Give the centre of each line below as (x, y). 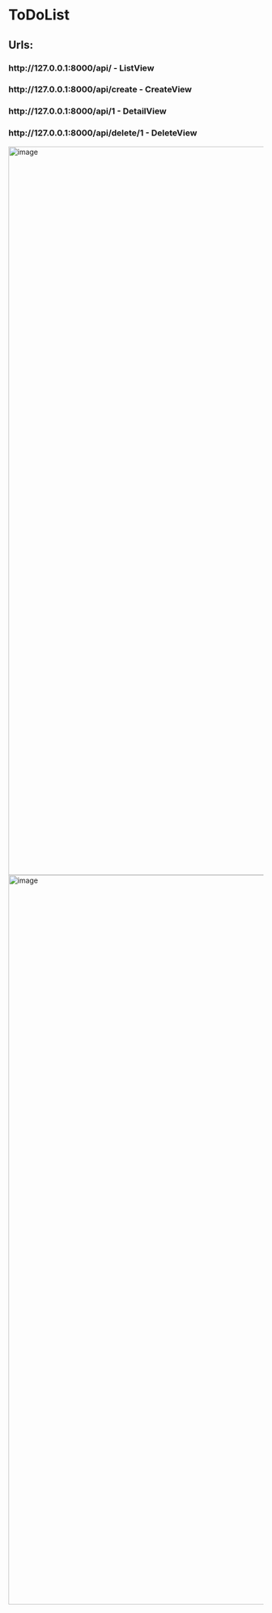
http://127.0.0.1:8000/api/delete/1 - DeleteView (103, 133)
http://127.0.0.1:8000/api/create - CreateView (100, 89)
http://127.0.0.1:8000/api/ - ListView (81, 68)
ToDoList (39, 15)
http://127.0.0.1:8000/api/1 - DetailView (88, 111)
